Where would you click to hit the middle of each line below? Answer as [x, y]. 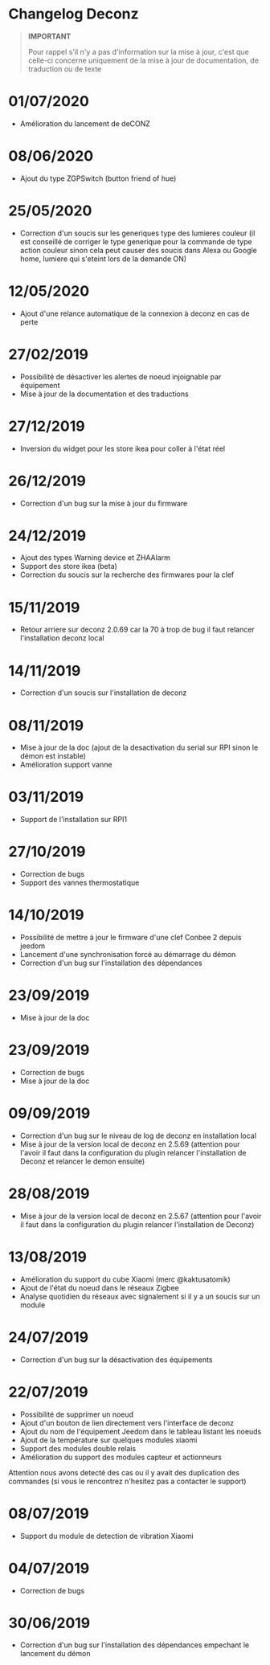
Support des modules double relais [78, 1448]
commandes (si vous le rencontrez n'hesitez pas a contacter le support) [127, 1481]
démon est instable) [53, 756]
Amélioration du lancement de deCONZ [85, 123]
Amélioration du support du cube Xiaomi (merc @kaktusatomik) [125, 1279]
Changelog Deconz [74, 14]
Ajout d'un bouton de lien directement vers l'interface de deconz [127, 1422]
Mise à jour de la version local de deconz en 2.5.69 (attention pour [130, 1144]
